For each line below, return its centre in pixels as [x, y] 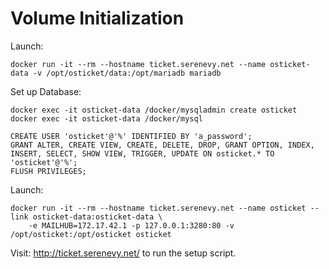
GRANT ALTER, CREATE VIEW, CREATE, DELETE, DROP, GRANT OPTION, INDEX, [162, 145]
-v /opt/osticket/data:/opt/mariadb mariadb [127, 73]
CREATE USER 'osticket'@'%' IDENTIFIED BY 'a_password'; [131, 136]
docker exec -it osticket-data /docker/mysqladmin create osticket [154, 110]
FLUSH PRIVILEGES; [48, 171]
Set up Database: [46, 91]
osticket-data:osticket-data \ [97, 217]
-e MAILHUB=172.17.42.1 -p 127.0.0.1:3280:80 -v [131, 225]
